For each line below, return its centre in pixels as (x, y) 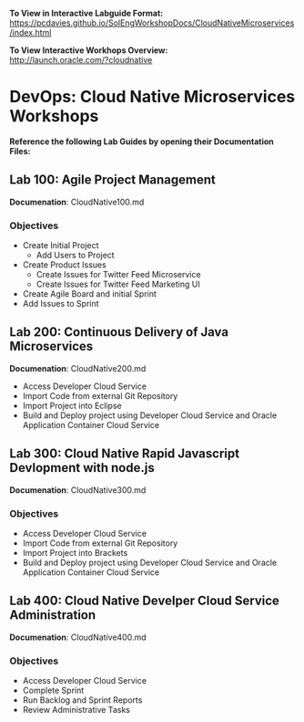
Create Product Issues (64, 265)
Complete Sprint (53, 691)
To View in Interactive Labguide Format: (86, 13)
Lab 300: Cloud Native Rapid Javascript (124, 454)
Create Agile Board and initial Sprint (90, 294)
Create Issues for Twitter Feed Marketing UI (118, 284)
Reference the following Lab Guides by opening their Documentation (142, 141)
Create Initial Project (61, 246)
